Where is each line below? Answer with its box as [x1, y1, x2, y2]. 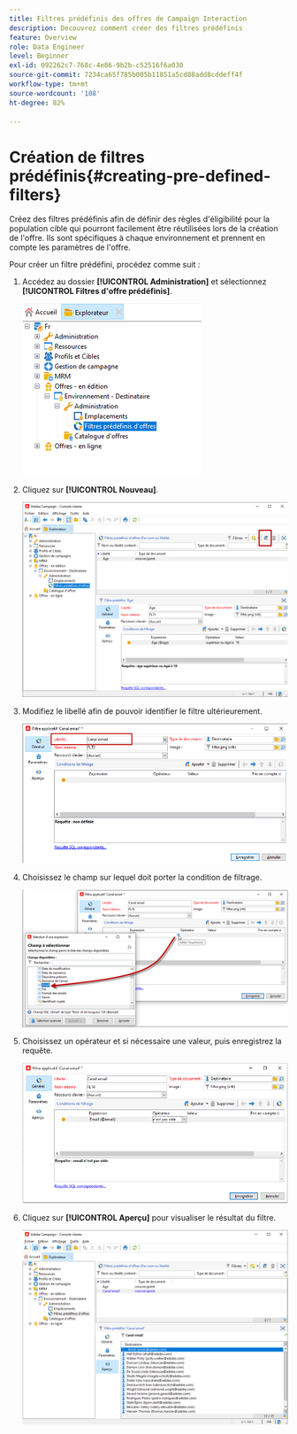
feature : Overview [9, 33, 77, 42]
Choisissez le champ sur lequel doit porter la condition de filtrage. [21, 872, 263, 883]
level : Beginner [9, 51, 69, 61]
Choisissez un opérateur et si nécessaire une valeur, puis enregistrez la [21, 1035, 282, 1046]
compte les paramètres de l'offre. [9, 242, 131, 252]
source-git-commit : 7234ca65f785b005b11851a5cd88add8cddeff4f [9, 71, 243, 80]
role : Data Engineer [9, 43, 86, 51]
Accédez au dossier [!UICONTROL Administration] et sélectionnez [21, 276, 267, 287]
